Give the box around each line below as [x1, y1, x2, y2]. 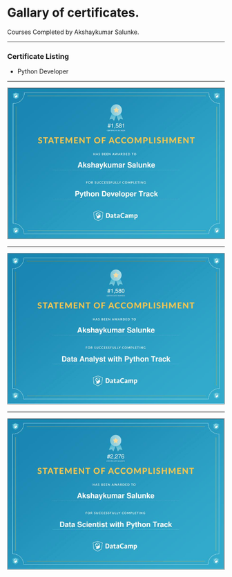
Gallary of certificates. [7, 5, 139, 21]
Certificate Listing [7, 51, 69, 61]
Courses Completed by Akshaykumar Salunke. [7, 28, 139, 36]
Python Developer [17, 67, 69, 76]
